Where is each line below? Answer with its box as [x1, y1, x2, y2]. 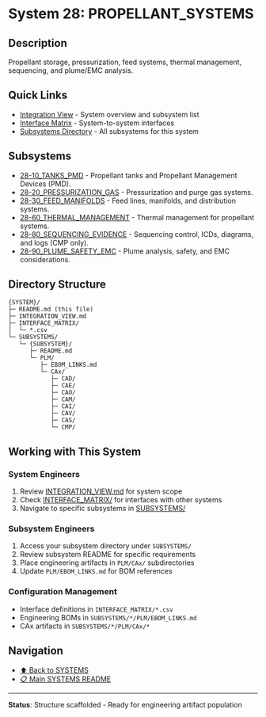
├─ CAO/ [50, 389, 77, 397]
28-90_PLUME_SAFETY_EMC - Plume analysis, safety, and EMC [19, 246, 230, 256]
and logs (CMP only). [19, 238, 89, 247]
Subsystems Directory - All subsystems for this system [19, 126, 199, 135]
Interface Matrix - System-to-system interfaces [19, 118, 175, 128]
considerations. [19, 254, 71, 264]
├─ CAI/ [50, 402, 77, 410]
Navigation [8, 644, 63, 658]
